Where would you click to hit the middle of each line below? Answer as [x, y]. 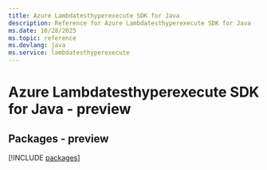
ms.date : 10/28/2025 [43, 30]
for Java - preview [70, 109]
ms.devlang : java [37, 45]
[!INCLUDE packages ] [44, 158]
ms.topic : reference [43, 38]
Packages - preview [59, 138]
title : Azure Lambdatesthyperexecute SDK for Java [94, 16]
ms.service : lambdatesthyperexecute [69, 53]
